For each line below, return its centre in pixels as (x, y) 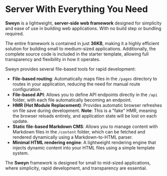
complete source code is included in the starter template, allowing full (77, 54)
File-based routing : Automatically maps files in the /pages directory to (85, 78)
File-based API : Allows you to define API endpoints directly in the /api (85, 94)
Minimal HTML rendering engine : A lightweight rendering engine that (84, 142)
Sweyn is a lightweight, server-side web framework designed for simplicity (83, 23)
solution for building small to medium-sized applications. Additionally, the (80, 48)
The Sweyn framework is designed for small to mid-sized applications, (78, 162)
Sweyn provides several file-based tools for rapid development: (70, 69)
